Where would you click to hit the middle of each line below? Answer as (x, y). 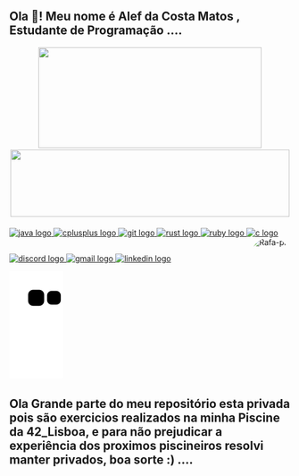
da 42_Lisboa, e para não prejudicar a (116, 432)
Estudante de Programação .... (96, 31)
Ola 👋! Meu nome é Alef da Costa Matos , (125, 17)
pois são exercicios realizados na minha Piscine (145, 417)
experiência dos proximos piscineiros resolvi (137, 445)
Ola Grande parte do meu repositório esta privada (149, 404)
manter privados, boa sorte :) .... (101, 459)
